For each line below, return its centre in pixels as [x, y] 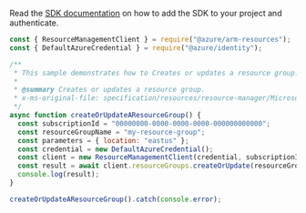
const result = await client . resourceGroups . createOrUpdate [134, 166]
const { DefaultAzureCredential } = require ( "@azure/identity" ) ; [136, 48]
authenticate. [34, 23]
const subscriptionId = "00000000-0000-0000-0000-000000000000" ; [144, 123]
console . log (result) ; [59, 175]
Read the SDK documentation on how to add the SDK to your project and [146, 13]
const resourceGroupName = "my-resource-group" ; [112, 132]
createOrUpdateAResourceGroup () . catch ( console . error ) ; [116, 199]
